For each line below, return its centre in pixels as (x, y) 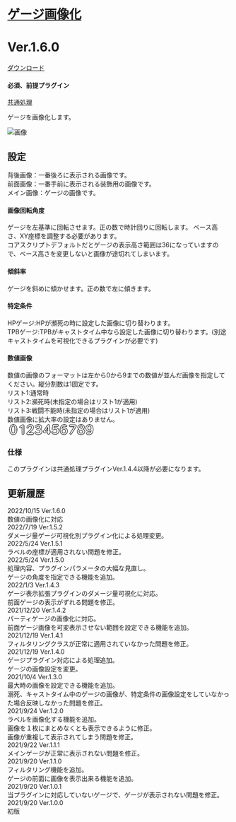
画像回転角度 (26, 210)
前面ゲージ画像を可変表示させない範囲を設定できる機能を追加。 (100, 628)
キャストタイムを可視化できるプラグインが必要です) (83, 341)
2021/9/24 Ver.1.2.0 (35, 711)
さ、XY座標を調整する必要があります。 (64, 236)
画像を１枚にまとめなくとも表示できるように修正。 (82, 728)
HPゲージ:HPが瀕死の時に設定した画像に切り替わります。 (91, 323)
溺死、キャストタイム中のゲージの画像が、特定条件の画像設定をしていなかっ (118, 694)
